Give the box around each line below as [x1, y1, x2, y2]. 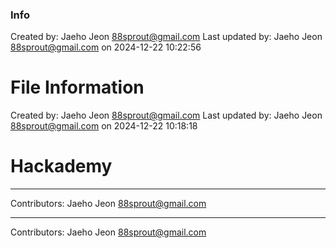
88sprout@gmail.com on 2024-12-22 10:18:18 [10, 120, 198, 132]
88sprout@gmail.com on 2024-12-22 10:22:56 [10, 41, 202, 53]
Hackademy [10, 155, 113, 178]
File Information [10, 76, 145, 99]
